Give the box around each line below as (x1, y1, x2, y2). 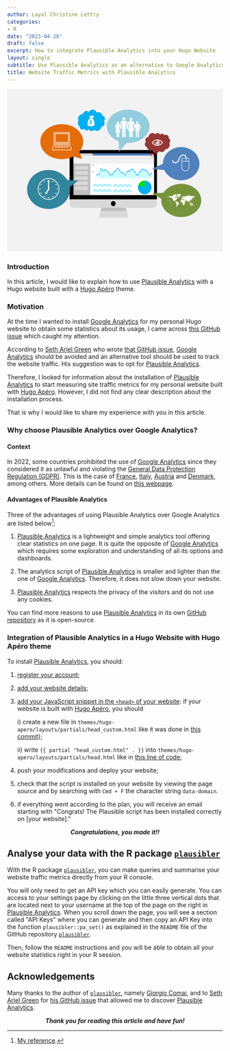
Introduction (7, 261, 49, 271)
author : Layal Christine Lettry (7, 11, 99, 18)
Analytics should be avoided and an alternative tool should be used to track (7, 353, 220, 361)
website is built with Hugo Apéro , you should (16, 704, 144, 713)
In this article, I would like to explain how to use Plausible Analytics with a (7, 277, 214, 285)
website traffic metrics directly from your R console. (7, 873, 154, 882)
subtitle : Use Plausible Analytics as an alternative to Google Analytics (7, 62, 225, 69)
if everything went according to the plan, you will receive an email (16, 800, 203, 808)
